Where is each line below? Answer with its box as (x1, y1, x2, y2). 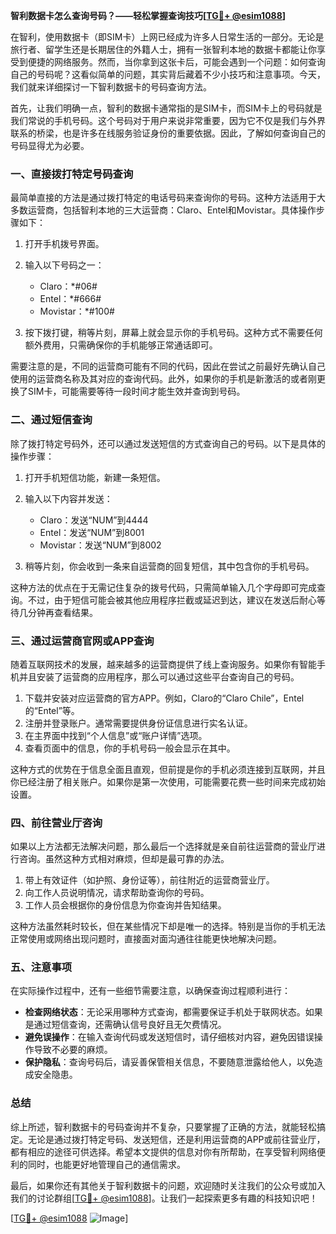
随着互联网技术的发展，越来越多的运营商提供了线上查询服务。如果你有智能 (10, 658, 317, 670)
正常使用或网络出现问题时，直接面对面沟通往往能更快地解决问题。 (10, 933, 282, 945)
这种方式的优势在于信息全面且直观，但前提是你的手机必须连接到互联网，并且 (10, 763, 326, 775)
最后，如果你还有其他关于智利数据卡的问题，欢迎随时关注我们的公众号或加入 (10, 1179, 326, 1191)
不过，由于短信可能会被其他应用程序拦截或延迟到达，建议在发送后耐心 (27, 594, 317, 606)
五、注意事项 (10, 960, 73, 974)
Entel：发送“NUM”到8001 (39, 526, 145, 538)
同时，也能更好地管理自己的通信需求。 (27, 1158, 186, 1170)
